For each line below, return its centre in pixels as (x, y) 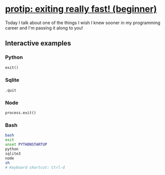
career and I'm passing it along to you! (44, 28)
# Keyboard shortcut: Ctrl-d (35, 167)
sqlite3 (13, 153)
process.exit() (21, 113)
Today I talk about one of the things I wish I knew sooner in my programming (83, 23)
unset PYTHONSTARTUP (26, 145)
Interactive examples (38, 44)
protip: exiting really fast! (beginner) (81, 9)
